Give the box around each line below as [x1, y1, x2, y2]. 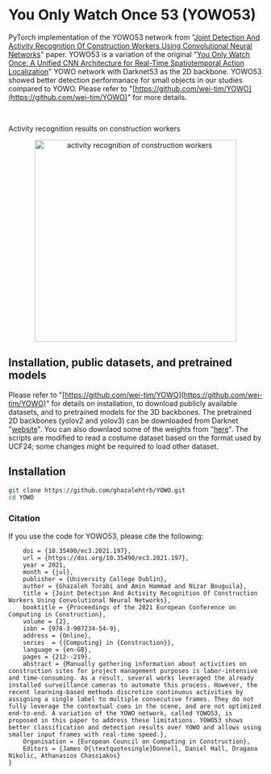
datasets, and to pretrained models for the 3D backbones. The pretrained [8, 407, 252, 416]
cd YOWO [8, 494, 35, 502]
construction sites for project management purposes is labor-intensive [8, 667, 258, 675]
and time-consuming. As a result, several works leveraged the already [8, 674, 254, 682]
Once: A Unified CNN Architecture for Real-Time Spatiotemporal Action [8, 58, 244, 68]
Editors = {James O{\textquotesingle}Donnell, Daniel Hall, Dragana [23, 744, 258, 752]
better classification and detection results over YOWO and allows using [8, 723, 262, 731]
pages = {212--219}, [23, 652, 92, 661]
